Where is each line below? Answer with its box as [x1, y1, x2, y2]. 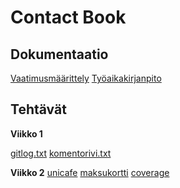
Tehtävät [10, 101, 67, 118]
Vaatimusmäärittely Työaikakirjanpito [10, 72, 162, 84]
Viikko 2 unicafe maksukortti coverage [10, 166, 170, 178]
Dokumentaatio [10, 46, 109, 63]
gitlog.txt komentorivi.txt [10, 147, 112, 159]
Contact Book [10, 6, 127, 29]
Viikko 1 [10, 127, 43, 140]
